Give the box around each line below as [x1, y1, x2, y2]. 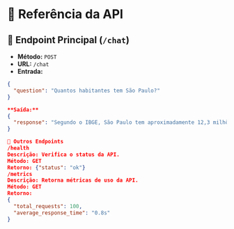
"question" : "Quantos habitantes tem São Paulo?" [13, 87, 160, 94]
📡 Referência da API [7, 6, 124, 22]
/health [7, 145, 30, 152]
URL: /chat [17, 60, 49, 68]
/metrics [7, 171, 33, 177]
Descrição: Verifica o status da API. [7, 151, 120, 158]
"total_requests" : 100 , [13, 203, 82, 210]
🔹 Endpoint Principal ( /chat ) [7, 34, 130, 46]
